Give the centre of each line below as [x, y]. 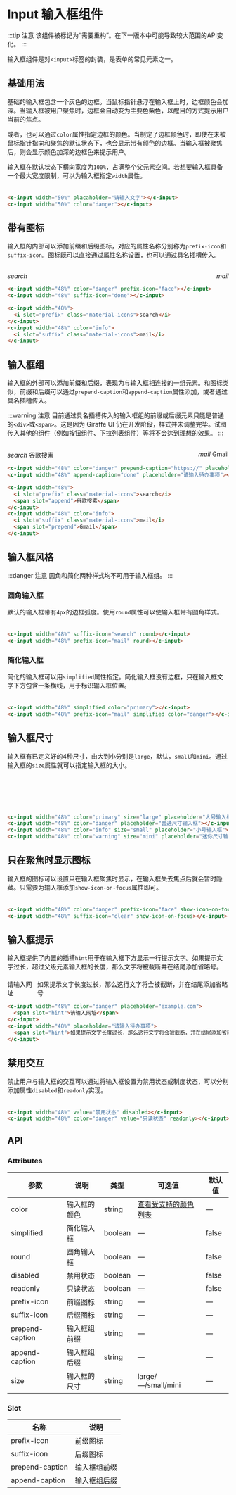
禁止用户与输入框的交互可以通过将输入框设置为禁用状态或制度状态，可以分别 [118, 1081]
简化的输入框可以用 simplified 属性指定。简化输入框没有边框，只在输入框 [112, 677]
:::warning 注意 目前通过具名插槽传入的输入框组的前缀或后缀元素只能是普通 [116, 415]
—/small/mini [159, 1385]
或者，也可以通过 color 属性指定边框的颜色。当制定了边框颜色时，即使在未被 [117, 134]
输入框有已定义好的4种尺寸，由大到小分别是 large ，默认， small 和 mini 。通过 [118, 756]
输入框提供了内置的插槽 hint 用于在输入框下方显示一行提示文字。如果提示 [112, 958]
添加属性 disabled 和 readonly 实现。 [57, 1090]
